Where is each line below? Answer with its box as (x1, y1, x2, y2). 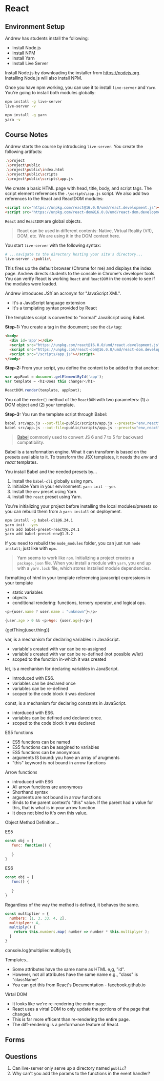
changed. (12, 1011, 32, 1017)
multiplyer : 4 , (9, 920, 41, 925)
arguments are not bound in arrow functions (12, 795, 101, 800)
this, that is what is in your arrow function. (12, 805, 97, 811)
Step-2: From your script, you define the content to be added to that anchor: (5, 365, 159, 371)
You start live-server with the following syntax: (5, 242, 101, 248)
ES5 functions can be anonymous (12, 750, 80, 756)
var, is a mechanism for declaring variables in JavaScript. (5, 636, 120, 643)
